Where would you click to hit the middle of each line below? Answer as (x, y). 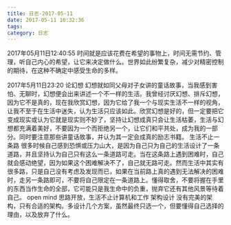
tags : (15, 26)
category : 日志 (28, 33)
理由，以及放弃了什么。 (40, 215)
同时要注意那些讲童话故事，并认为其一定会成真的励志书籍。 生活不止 (116, 137)
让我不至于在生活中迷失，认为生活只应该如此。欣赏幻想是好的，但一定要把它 (115, 111)
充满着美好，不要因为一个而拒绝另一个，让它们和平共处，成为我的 (112, 128)
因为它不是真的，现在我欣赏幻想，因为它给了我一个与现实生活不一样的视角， (115, 102)
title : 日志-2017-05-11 (40, 13)
